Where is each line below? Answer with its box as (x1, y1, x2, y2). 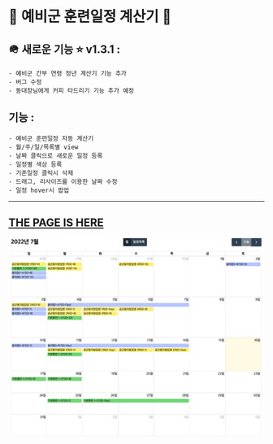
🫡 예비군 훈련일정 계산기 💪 (8, 7, 172, 26)
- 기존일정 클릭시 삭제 (8, 168, 74, 177)
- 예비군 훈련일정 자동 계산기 (8, 134, 94, 142)
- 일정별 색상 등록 (8, 160, 63, 168)
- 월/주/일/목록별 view (8, 143, 79, 151)
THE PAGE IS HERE (8, 216, 104, 230)
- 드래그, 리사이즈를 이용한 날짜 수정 (8, 177, 118, 185)
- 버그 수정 (8, 78, 42, 86)
